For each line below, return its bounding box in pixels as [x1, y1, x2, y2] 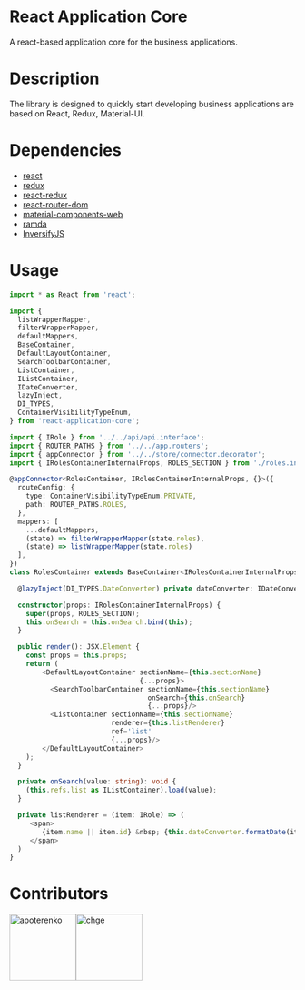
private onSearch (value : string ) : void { [17, 777, 177, 786]
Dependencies [9, 140, 122, 161]
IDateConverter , [17, 382, 79, 392]
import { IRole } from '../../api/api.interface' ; [9, 432, 205, 442]
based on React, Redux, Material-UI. [9, 107, 145, 119]
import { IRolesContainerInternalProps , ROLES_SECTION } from [9, 458, 250, 468]
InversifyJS [22, 227, 65, 238]
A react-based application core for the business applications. [9, 36, 239, 47]
